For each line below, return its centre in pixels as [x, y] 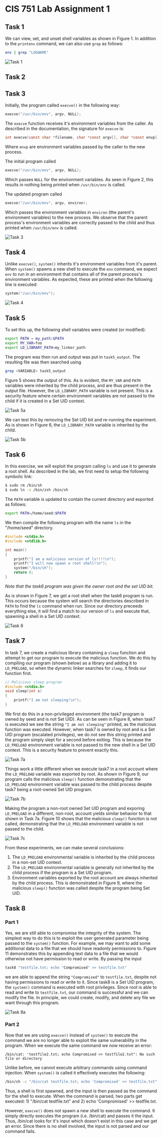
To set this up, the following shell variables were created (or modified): [76, 330]
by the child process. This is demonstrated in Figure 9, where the [77, 883]
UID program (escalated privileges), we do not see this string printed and [78, 734]
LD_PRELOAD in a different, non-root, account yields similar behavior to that [78, 813]
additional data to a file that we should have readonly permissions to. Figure [81, 948]
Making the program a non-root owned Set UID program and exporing [75, 808]
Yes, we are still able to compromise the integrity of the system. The [73, 933]
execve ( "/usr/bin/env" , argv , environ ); [47, 203]
